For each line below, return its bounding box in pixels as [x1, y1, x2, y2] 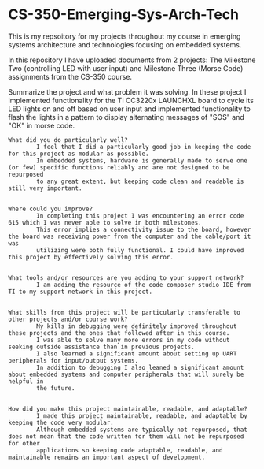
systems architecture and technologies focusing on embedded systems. [8, 39, 242, 49]
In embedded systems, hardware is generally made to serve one [36, 156, 247, 165]
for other [8, 439, 41, 447]
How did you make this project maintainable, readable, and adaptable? [8, 404, 247, 413]
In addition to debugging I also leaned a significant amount [36, 363, 244, 371]
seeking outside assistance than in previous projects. [8, 343, 195, 351]
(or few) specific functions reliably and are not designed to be [8, 163, 230, 171]
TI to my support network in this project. [8, 288, 153, 296]
